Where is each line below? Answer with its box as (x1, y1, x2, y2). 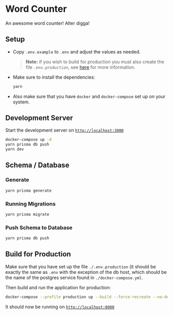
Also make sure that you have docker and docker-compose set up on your (12, 93, 166, 99)
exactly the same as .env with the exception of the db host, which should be (5, 269, 167, 275)
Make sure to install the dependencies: (12, 74, 95, 80)
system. (12, 99, 30, 105)
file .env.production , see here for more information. (25, 64, 135, 70)
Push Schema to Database (5, 224, 73, 231)
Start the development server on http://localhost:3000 (5, 127, 124, 134)
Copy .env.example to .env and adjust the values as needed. (12, 48, 141, 54)
